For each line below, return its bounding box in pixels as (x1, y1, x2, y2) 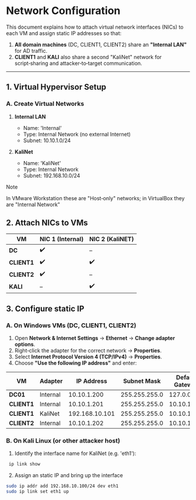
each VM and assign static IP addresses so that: (6, 29, 122, 36)
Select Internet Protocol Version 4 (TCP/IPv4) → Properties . (14, 353, 162, 361)
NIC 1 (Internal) (40, 235, 84, 244)
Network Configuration (6, 4, 121, 18)
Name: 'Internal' (23, 124, 62, 131)
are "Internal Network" (6, 201, 60, 208)
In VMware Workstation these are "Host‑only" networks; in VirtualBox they (6, 194, 185, 201)
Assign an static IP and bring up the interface (14, 472, 124, 479)
